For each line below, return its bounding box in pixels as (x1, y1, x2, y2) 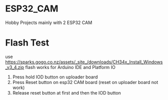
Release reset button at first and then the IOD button (12, 89, 121, 95)
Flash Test (5, 37, 49, 48)
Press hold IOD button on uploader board (12, 73, 98, 80)
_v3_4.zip (5, 64, 24, 70)
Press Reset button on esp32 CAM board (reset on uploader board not (12, 79, 158, 85)
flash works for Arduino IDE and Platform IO (25, 64, 116, 70)
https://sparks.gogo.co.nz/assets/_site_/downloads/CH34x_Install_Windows (5, 58, 163, 65)
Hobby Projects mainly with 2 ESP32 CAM (5, 19, 93, 25)
